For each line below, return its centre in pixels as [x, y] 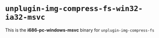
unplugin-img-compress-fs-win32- [74, 9]
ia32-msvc [25, 18]
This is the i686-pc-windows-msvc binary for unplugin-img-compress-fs [80, 30]
